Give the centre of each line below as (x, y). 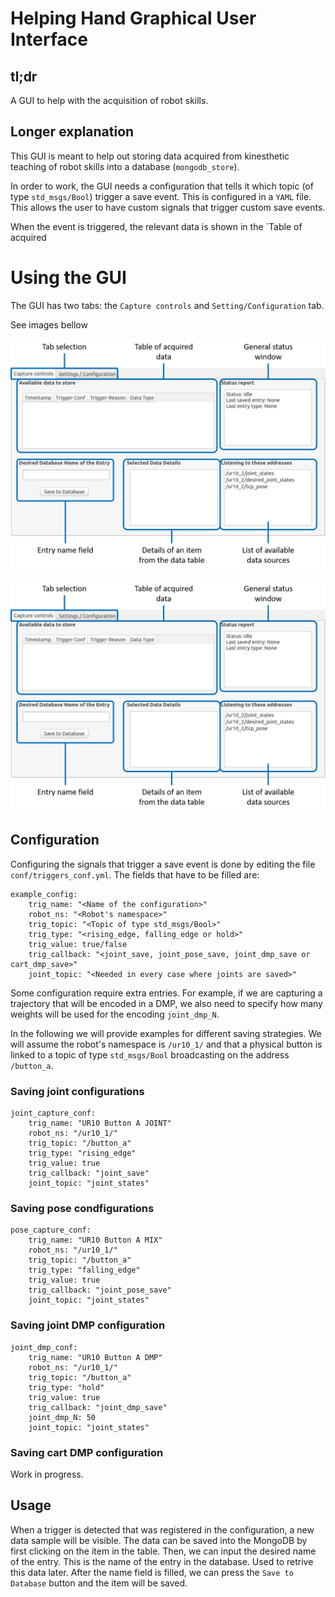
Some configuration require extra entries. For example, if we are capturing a (166, 993)
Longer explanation (72, 132)
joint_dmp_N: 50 (62, 1417)
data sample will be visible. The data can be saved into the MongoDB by (159, 1540)
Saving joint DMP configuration (88, 1325)
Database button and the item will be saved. (99, 1583)
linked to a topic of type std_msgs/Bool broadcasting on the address (150, 1054)
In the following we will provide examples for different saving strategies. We (166, 1033)
